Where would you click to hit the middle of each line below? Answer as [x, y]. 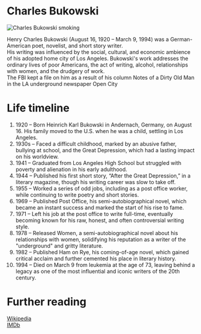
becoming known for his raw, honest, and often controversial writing [100, 220]
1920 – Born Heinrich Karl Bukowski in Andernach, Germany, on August [103, 125]
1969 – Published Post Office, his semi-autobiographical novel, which [101, 201]
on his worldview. [37, 157]
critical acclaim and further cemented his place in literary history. [96, 258]
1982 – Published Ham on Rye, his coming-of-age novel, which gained [102, 252]
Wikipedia [19, 318]
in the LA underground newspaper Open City [62, 84]
